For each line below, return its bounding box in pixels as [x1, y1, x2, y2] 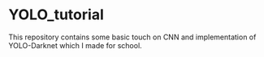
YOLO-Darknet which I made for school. [8, 40, 142, 50]
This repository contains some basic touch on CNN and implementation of [8, 32, 257, 42]
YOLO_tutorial [8, 6, 104, 24]
